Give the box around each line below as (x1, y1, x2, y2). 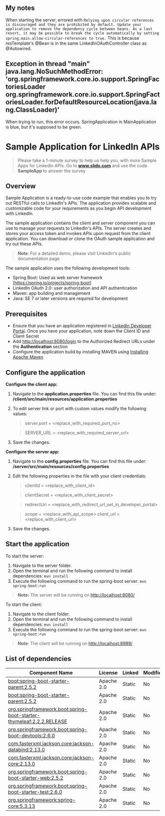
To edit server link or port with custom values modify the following (12, 406, 146, 411)
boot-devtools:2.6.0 (8, 732, 55, 739)
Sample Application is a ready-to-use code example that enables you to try (5, 195, 157, 201)
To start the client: (5, 601, 42, 607)
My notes (5, 4, 35, 12)
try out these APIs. (5, 241, 43, 247)
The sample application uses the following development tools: (5, 265, 131, 271)
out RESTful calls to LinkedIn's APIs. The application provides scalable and (5, 200, 156, 206)
